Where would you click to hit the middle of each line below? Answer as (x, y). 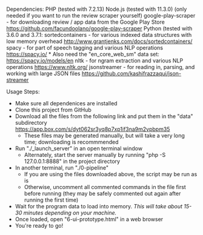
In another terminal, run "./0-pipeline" (62, 167)
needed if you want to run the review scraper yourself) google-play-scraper (101, 15)
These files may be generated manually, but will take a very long (104, 135)
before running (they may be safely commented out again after (102, 193)
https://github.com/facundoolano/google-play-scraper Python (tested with (99, 28)
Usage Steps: (23, 91)
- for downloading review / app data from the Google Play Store (85, 22)
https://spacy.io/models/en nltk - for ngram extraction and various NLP (95, 61)
